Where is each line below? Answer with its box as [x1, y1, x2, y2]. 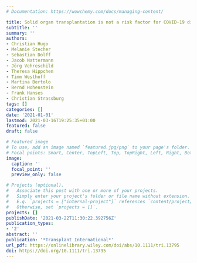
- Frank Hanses [6, 90, 43, 96]
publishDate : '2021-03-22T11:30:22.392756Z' [6, 215, 117, 221]
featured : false [6, 123, 46, 129]
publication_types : [6, 221, 54, 227]
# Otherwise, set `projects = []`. [6, 204, 98, 210]
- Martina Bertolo [6, 79, 51, 85]
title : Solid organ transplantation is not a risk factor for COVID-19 [6, 19, 185, 25]
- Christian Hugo [6, 41, 49, 47]
